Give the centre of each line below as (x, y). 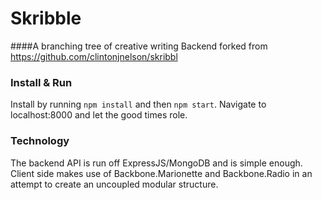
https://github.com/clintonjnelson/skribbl (94, 56)
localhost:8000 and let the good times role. (99, 115)
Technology (40, 141)
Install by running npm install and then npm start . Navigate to (138, 104)
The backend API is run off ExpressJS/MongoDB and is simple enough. (156, 163)
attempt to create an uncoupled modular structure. (114, 184)
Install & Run (41, 82)
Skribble (46, 18)
